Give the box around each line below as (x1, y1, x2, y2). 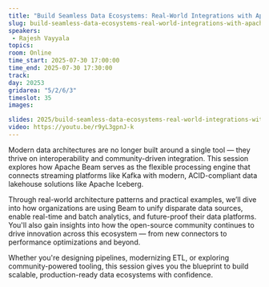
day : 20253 (8, 79, 45, 87)
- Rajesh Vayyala (11, 34, 70, 42)
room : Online (8, 49, 52, 57)
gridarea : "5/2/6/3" (8, 86, 78, 95)
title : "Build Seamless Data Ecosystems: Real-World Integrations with (8, 11, 252, 20)
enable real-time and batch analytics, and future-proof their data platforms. (8, 212, 257, 221)
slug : (8, 19, 26, 27)
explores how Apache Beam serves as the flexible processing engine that (8, 162, 251, 172)
